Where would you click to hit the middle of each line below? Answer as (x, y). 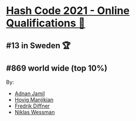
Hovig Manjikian (34, 100)
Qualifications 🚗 (46, 23)
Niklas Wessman (35, 112)
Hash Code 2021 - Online (68, 11)
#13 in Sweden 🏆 (38, 45)
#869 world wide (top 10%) (57, 68)
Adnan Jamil (30, 94)
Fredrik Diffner (32, 106)
